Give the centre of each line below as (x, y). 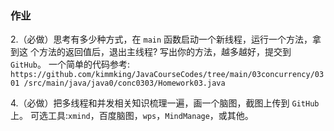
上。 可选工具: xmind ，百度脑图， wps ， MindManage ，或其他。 (132, 116)
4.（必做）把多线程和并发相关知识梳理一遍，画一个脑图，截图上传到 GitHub (165, 103)
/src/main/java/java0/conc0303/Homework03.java (124, 83)
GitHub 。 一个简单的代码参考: (70, 64)
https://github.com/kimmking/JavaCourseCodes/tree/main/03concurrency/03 (167, 75)
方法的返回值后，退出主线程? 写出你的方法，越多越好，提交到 (165, 52)
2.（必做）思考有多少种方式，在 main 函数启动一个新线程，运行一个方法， (161, 39)
